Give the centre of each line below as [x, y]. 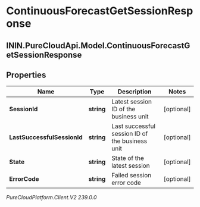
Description [135, 92]
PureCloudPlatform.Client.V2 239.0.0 [51, 197]
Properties [26, 75]
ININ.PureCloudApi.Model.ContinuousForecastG [98, 46]
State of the [128, 158]
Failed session [131, 175]
